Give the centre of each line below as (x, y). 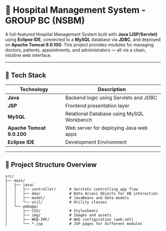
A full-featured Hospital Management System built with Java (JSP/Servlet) (81, 34)
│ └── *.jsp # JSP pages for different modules (74, 224)
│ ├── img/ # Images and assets (58, 215)
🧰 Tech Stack (26, 75)
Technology (34, 89)
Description (112, 89)
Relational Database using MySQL (104, 114)
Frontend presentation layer (97, 106)
